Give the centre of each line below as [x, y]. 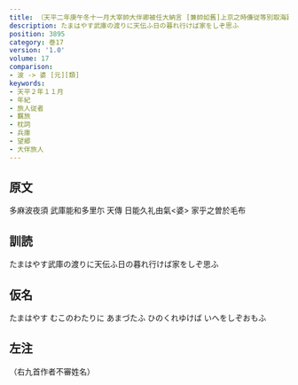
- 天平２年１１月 [36, 91]
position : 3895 [37, 34]
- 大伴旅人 [27, 149]
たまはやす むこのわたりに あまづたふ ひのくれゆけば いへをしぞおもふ [138, 318]
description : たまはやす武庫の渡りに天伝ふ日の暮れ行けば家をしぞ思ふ [124, 26]
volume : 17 [29, 59]
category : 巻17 [36, 42]
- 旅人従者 [27, 108]
